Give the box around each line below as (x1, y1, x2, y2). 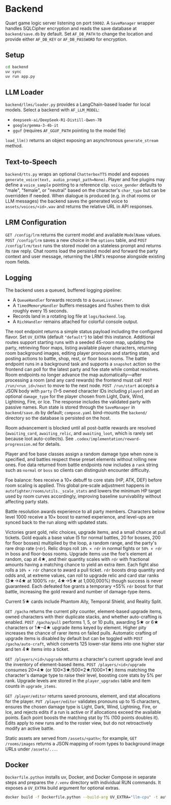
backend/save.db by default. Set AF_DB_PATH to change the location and (5, 31, 153, 37)
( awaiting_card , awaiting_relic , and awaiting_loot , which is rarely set (5, 430, 153, 436)
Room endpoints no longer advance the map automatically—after (5, 371, 142, 378)
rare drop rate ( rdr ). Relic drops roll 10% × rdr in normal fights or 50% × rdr (5, 545, 162, 551)
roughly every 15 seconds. (12, 307, 68, 313)
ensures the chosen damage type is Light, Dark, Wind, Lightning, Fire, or (5, 703, 157, 710)
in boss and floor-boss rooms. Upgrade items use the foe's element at (5, 551, 153, 557)
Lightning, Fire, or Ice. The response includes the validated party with (5, 398, 151, 405)
